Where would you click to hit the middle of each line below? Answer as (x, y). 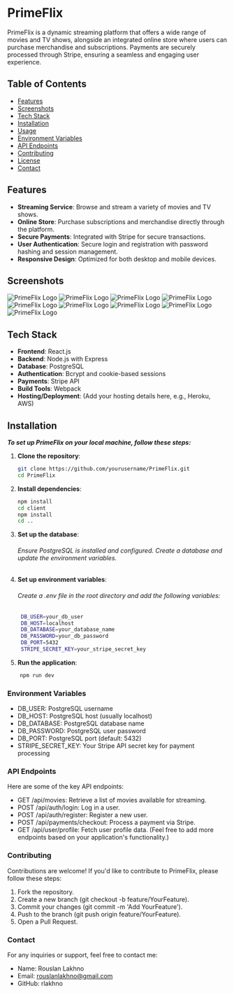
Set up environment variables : (62, 580)
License (29, 160)
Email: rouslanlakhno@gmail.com (65, 975)
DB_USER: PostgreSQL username (65, 709)
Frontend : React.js (44, 352)
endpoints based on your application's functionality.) (93, 838)
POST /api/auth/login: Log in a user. (68, 807)
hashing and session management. (68, 251)
